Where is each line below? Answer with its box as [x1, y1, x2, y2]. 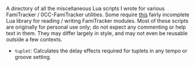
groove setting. [14, 54, 52, 60]
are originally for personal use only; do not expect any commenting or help [6, 23, 186, 30]
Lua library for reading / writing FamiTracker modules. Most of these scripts [6, 18, 189, 24]
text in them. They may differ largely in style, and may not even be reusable [6, 30, 188, 37]
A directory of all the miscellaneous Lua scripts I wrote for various [6, 5, 165, 12]
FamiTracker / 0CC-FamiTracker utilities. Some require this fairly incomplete [6, 11, 190, 18]
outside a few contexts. [6, 36, 63, 43]
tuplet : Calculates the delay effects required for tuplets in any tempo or [14, 47, 187, 54]
